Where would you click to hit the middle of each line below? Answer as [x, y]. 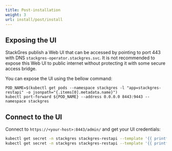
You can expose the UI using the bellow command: [59, 79]
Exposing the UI [31, 40]
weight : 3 [16, 15]
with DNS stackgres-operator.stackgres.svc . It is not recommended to [80, 58]
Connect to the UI [34, 117]
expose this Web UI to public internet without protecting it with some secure [85, 63]
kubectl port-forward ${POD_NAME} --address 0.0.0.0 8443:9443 [74, 97]
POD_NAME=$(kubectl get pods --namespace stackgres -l [65, 88]
